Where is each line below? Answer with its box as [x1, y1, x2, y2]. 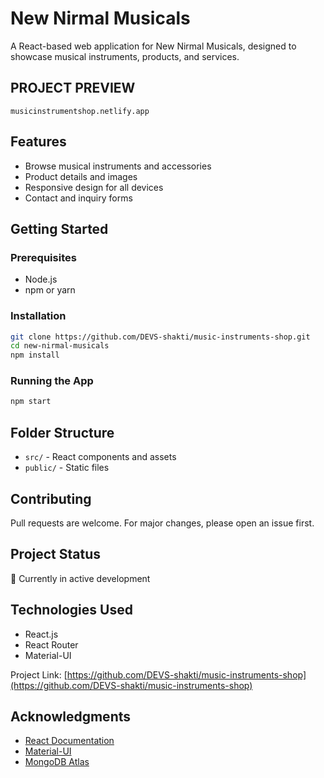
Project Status [10, 546, 102, 563]
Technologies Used [10, 602, 133, 619]
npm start [10, 397, 52, 407]
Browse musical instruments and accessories [24, 160, 212, 172]
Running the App [10, 374, 94, 388]
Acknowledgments [10, 708, 132, 725]
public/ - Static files [24, 462, 110, 474]
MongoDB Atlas [24, 756, 90, 768]
